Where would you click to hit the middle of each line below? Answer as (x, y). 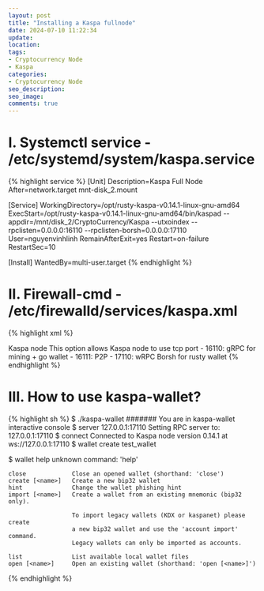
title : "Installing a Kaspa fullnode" (72, 23)
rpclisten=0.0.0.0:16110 (45, 231)
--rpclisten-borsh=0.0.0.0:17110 (136, 231)
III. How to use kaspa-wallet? (105, 397)
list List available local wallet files (99, 557)
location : (25, 45)
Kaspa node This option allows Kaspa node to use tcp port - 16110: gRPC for (132, 348)
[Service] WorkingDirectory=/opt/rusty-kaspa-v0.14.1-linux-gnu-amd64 (124, 205)
